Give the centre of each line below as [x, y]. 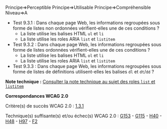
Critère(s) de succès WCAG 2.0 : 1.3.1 [45, 106]
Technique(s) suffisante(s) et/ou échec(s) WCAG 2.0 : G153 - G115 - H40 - [84, 116]
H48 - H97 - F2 [22, 121]
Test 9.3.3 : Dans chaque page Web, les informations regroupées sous [87, 66]
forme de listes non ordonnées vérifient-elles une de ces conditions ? [86, 28]
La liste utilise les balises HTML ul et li [62, 34]
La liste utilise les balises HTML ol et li [62, 55]
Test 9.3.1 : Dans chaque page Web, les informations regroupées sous [86, 23]
